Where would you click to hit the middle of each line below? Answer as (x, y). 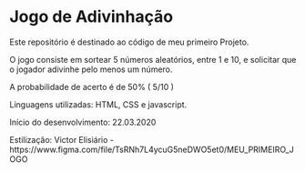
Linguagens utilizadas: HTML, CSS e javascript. (98, 104)
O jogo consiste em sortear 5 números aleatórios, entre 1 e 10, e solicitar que (153, 59)
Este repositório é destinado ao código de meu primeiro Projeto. (129, 42)
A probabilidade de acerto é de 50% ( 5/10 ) (92, 86)
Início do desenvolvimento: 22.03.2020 (83, 122)
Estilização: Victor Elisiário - (62, 139)
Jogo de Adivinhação (91, 17)
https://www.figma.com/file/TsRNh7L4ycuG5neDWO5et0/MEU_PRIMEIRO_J (152, 149)
